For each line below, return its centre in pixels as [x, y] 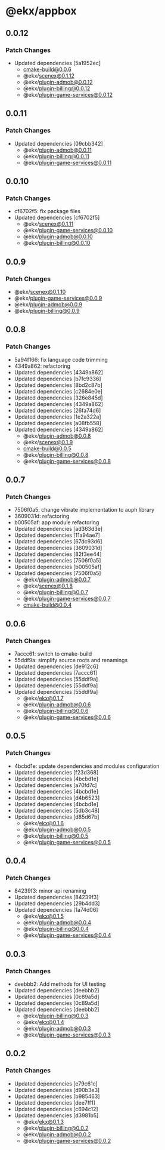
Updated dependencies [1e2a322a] [58, 417]
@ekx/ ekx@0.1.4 [43, 1022]
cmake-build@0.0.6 [47, 69]
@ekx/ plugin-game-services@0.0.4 [67, 935]
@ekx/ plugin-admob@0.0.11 [57, 150]
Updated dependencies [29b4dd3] [57, 903]
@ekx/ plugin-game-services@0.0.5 [67, 842]
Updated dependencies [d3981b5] [56, 1115]
